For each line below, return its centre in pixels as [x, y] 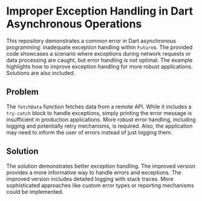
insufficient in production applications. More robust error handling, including [101, 119]
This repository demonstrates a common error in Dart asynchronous [91, 41]
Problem [23, 92]
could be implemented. [35, 191]
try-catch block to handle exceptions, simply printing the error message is [99, 113]
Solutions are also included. [41, 73]
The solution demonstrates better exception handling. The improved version [101, 166]
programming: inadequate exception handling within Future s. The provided [99, 47]
